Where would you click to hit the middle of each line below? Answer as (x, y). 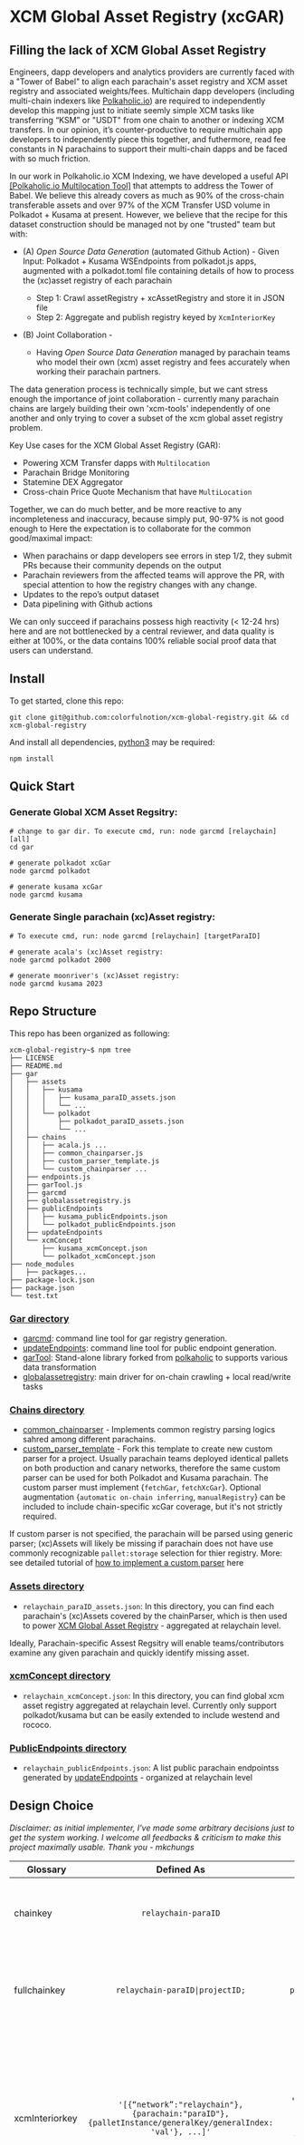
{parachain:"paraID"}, (180, 2113)
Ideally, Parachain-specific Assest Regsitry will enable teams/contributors (147, 1643)
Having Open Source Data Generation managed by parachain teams (163, 352)
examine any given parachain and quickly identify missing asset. (129, 1653)
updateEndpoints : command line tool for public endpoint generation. (150, 1347)
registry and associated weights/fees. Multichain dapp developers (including (152, 91)
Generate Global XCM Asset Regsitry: (94, 812)
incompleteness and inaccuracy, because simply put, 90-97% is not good (147, 519)
